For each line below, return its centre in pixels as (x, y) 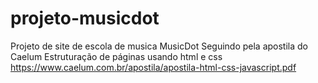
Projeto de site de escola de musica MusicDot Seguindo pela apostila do (159, 46)
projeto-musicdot (85, 18)
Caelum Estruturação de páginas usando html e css (116, 56)
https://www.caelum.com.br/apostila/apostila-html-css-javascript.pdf (153, 67)
